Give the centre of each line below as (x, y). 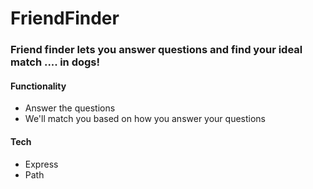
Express (41, 164)
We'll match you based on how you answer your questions (145, 119)
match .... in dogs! (55, 62)
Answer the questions (70, 108)
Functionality (38, 86)
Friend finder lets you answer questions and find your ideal (156, 50)
